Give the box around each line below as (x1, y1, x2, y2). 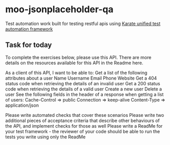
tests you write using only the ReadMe (5, 134, 86, 140)
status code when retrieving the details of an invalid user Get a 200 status (5, 80, 160, 86)
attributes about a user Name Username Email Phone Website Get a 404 (5, 75, 157, 81)
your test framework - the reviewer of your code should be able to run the (5, 128, 160, 134)
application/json (5, 102, 39, 108)
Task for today (5, 41, 52, 50)
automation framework (5, 26, 53, 32)
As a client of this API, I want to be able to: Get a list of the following (5, 69, 148, 76)
